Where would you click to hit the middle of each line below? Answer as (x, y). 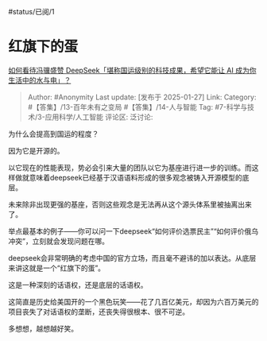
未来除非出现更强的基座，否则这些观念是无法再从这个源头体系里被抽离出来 (130, 204)
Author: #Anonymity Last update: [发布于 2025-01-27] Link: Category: (142, 97)
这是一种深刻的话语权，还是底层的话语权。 (78, 285)
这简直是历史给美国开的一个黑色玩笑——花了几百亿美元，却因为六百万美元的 (133, 301)
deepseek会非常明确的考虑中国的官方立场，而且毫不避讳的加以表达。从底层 (132, 258)
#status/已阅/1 (31, 12)
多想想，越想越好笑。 (43, 328)
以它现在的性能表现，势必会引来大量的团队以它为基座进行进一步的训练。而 (130, 167)
